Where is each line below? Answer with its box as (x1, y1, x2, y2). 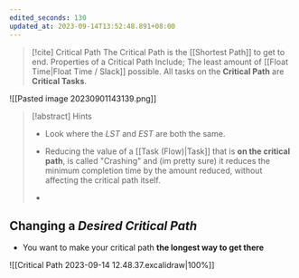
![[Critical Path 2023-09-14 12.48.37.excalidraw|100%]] (9, 260, 215, 271)
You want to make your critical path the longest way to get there (22, 242, 265, 254)
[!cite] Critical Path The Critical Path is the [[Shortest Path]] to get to (31, 46, 285, 57)
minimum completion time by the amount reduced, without (44, 165, 263, 176)
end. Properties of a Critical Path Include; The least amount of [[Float (31, 56, 289, 67)
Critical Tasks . (31, 75, 88, 86)
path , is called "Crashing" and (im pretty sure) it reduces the (44, 155, 271, 166)
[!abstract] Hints (31, 110, 92, 121)
